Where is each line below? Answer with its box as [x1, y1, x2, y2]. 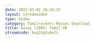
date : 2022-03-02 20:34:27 [5, 7, 61, 12]
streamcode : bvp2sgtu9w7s [5, 30, 58, 35]
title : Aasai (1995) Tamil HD [5, 26, 68, 31]
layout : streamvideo [5, 12, 48, 17]
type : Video [5, 16, 30, 21]
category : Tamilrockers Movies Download [5, 21, 90, 26]
